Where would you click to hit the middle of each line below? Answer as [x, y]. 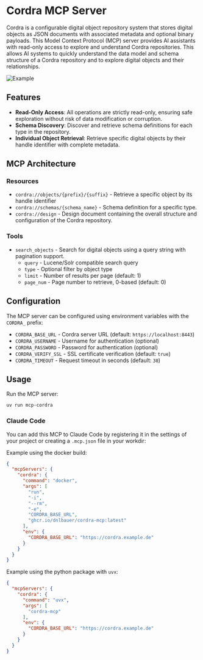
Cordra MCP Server [56, 11]
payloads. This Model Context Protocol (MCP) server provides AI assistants [101, 40]
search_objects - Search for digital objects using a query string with [100, 249]
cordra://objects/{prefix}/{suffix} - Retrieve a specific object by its [104, 194]
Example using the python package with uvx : [62, 572]
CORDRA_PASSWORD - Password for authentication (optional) [87, 347]
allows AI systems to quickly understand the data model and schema [93, 53]
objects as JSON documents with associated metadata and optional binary [100, 34]
